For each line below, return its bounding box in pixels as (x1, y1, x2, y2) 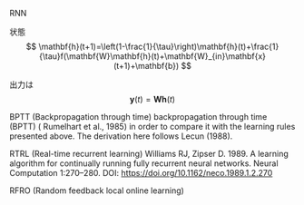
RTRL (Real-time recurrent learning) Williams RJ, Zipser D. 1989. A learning (9, 149, 289, 159)
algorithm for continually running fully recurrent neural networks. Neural (9, 158, 279, 169)
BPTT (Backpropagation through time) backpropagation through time (9, 112, 268, 122)
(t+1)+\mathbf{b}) (113, 61, 180, 71)
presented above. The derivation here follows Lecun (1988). (9, 131, 233, 142)
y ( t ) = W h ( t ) (130, 94, 175, 104)
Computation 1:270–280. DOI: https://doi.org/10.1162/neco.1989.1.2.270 (9, 168, 273, 178)
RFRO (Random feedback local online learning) (9, 185, 184, 196)
